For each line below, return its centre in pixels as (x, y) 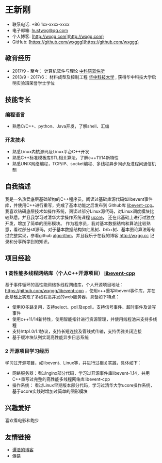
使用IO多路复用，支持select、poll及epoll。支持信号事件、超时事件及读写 (84, 307)
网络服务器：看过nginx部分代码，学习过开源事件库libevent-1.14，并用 (81, 373)
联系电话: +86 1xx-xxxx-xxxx (41, 24)
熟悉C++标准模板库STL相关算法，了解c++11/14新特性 (65, 158)
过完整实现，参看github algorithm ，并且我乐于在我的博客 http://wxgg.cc (77, 235)
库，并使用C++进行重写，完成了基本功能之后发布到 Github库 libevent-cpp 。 (81, 205)
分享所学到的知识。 (32, 241)
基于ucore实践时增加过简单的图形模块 (50, 391)
